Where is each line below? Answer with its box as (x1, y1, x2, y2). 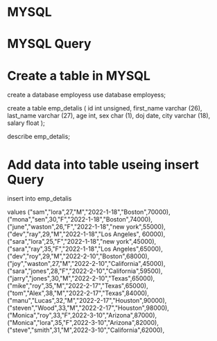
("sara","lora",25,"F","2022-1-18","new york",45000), (7, 238, 157, 246)
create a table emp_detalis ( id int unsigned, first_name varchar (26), (7, 104, 202, 113)
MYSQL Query (7, 36, 92, 52)
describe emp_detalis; (7, 133, 71, 141)
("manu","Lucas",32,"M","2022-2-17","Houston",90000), (7, 297, 167, 305)
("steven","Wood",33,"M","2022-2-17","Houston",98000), (7, 303, 170, 313)
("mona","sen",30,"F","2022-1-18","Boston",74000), (7, 215, 153, 224)
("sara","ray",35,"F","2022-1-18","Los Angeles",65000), (7, 244, 163, 253)
